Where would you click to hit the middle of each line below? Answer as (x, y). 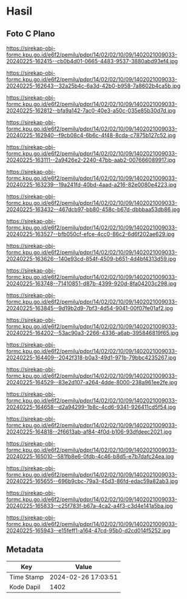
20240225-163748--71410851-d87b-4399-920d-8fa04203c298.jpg (92, 283)
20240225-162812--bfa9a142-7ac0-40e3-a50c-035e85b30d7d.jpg (91, 110)
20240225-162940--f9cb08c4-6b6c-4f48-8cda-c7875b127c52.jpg (91, 135)
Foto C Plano (31, 34)
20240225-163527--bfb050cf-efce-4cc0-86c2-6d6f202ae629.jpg (90, 234)
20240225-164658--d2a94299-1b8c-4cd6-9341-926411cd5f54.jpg (91, 407)
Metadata (25, 549)
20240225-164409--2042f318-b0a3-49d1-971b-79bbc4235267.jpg (91, 358)
